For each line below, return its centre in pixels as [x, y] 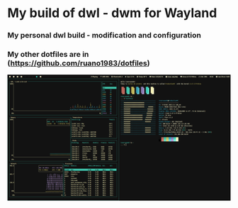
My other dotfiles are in [48, 55]
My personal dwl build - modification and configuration [104, 35]
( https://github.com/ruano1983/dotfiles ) [79, 63]
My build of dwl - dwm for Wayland [112, 13]
